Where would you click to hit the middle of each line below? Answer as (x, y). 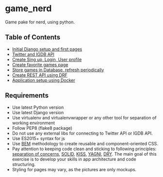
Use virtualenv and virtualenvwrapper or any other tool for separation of (84, 118)
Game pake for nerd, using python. (40, 22)
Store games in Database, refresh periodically (58, 70)
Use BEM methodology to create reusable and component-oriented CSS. (85, 143)
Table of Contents (33, 37)
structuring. (24, 164)
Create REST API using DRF (40, 75)
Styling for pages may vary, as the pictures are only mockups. (74, 169)
